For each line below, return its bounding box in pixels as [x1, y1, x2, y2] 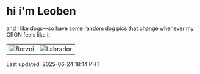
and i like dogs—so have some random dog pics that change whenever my [6, 24, 194, 32]
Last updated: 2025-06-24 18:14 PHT [6, 60, 100, 68]
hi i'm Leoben [6, 4, 76, 18]
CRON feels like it [6, 31, 51, 38]
